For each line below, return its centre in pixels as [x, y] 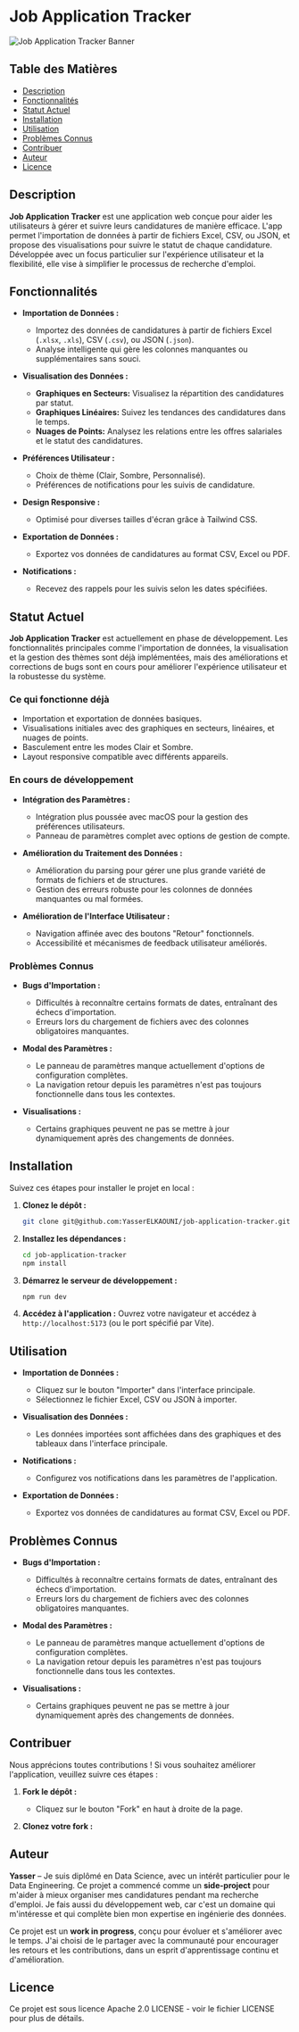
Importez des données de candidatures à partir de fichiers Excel [154, 330]
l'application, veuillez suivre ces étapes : [84, 1774]
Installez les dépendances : [74, 1238]
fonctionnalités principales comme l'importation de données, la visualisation [149, 648]
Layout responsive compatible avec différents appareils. [125, 757]
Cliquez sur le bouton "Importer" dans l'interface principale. [145, 1390]
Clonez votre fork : [58, 1826]
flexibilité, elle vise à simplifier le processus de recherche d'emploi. [133, 263]
